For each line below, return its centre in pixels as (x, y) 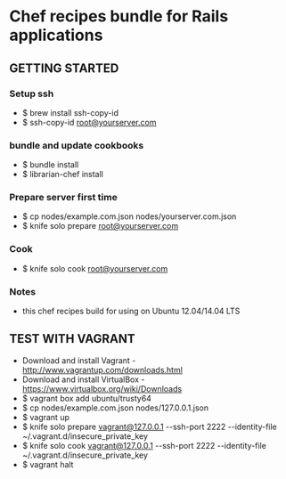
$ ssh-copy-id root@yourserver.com (89, 122)
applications (56, 35)
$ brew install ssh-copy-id (70, 112)
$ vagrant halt (48, 464)
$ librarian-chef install (63, 175)
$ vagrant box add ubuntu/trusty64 (86, 398)
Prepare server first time (63, 198)
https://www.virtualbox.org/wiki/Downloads (102, 388)
